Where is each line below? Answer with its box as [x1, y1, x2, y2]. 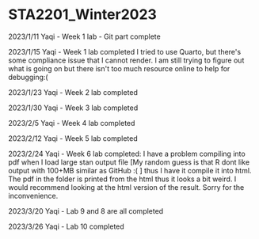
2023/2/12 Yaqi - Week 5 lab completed [8, 133, 138, 143]
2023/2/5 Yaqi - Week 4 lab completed [8, 118, 135, 127]
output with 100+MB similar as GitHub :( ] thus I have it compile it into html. [8, 165, 252, 175]
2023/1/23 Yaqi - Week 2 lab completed [8, 87, 139, 97]
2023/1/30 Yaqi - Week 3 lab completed [8, 103, 139, 112]
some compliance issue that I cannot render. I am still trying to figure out [8, 55, 245, 65]
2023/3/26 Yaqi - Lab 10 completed [8, 222, 124, 231]
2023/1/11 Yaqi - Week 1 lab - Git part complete [8, 32, 161, 41]
